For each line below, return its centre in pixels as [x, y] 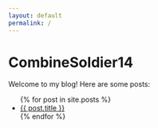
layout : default [35, 16]
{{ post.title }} [42, 108]
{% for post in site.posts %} [65, 99]
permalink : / [30, 23]
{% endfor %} [43, 117]
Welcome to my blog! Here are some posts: [79, 84]
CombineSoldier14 [71, 62]
